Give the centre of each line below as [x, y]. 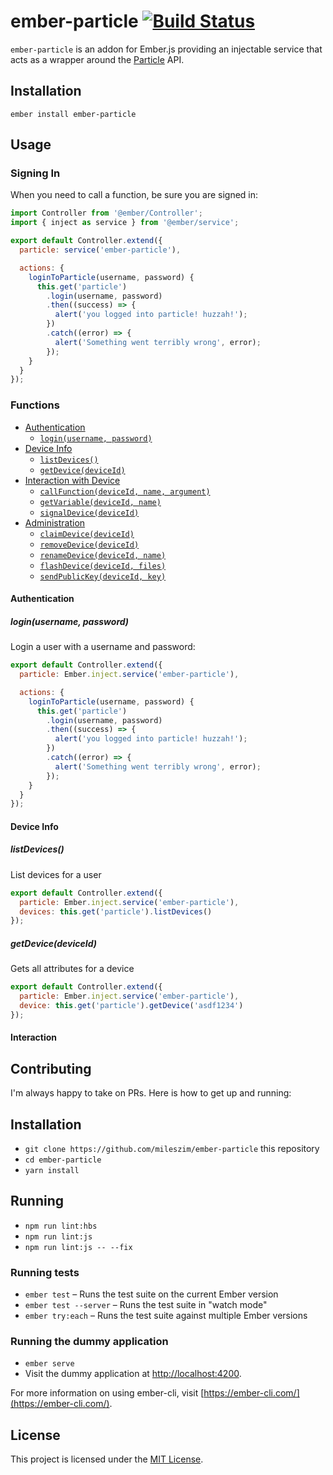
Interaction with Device [72, 480]
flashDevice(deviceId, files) [103, 566]
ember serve [49, 1364]
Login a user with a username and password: [103, 647]
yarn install [52, 1171]
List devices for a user [56, 874]
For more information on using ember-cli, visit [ [107, 1393]
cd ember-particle [63, 1160]
